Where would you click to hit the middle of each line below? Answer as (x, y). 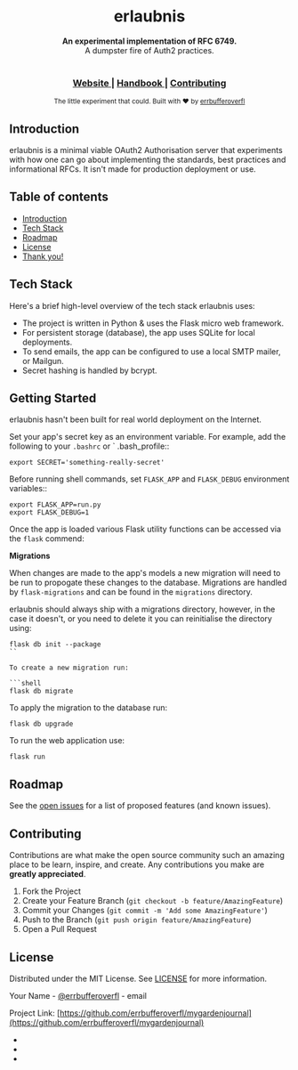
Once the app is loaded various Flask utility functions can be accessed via (145, 529)
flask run (28, 757)
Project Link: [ (35, 1013)
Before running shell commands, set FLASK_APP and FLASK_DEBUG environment (149, 479)
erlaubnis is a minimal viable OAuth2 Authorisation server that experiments (146, 150)
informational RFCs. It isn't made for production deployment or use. (133, 169)
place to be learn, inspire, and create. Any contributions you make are (137, 864)
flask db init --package (55, 644)
